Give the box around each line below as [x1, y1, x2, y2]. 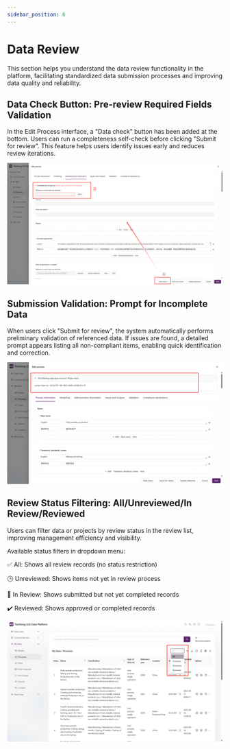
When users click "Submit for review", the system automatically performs [7, 326, 214, 335]
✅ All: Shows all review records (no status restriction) [7, 560, 157, 569]
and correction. [7, 348, 51, 357]
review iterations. [7, 150, 56, 158]
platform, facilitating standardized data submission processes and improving [7, 71, 223, 80]
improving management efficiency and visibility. [7, 534, 142, 542]
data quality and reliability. [7, 79, 81, 87]
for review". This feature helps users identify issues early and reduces [7, 142, 205, 150]
